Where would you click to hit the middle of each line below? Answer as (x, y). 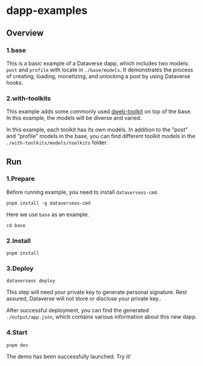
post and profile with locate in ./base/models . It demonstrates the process (100, 70)
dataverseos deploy (31, 281)
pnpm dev (17, 345)
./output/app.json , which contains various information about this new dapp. (102, 317)
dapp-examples (47, 11)
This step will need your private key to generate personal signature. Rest (97, 292)
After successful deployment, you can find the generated (78, 310)
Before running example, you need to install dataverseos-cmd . (82, 192)
